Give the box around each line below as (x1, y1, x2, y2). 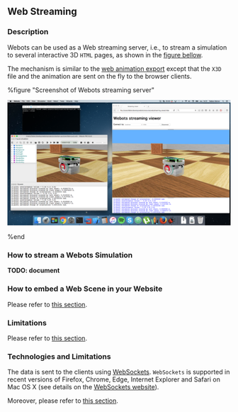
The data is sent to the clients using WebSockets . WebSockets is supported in (7, 368, 230, 377)
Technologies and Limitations (7, 352, 111, 361)
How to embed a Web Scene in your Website (7, 284, 163, 294)
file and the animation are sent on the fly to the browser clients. (7, 72, 193, 80)
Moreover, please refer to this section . (7, 396, 119, 405)
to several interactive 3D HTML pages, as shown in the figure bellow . (7, 50, 203, 59)
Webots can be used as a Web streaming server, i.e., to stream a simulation (7, 43, 227, 52)
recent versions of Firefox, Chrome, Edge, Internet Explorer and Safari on (7, 375, 221, 384)
